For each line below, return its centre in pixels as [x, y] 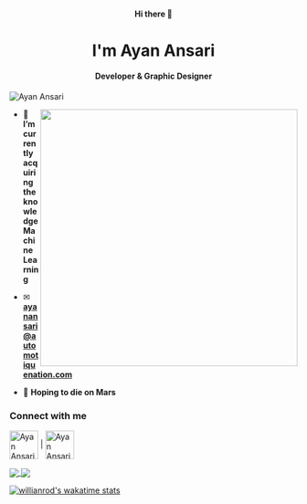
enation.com [48, 374]
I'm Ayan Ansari [153, 50]
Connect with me [48, 415]
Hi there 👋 [153, 14]
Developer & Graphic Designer [153, 76]
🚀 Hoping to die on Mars [69, 392]
